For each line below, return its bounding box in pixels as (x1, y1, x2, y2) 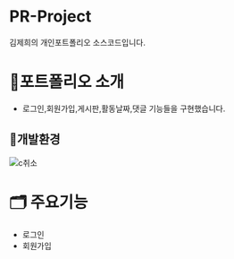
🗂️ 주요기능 (9, 192, 88, 212)
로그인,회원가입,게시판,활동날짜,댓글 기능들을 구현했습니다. (21, 103, 226, 114)
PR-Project (9, 6, 92, 27)
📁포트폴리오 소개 (9, 72, 125, 92)
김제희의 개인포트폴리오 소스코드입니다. (9, 37, 146, 47)
